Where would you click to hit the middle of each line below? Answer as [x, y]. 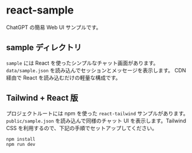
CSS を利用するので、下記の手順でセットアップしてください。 [82, 128]
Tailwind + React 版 [42, 98]
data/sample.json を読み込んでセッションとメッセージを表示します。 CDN [96, 70]
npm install [21, 139]
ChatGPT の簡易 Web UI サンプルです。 [54, 27]
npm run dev [21, 145]
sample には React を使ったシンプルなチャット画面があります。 [82, 63]
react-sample [40, 10]
